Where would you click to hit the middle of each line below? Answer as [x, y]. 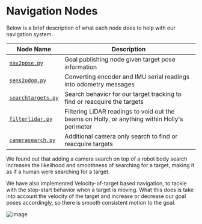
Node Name [34, 49]
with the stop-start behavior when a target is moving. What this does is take [100, 190]
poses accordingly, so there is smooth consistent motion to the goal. [91, 202]
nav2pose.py [26, 63]
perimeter [78, 126]
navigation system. [29, 34]
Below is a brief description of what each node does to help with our [91, 28]
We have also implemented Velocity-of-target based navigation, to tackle [97, 183]
